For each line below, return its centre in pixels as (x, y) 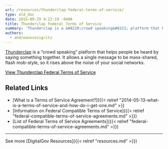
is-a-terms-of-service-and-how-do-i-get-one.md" (64, 105)
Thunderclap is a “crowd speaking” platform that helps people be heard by (82, 52)
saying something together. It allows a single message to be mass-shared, (82, 57)
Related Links (27, 88)
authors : (14, 33)
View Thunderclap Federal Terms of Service (50, 72)
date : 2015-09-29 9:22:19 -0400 (39, 19)
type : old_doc (20, 14)
